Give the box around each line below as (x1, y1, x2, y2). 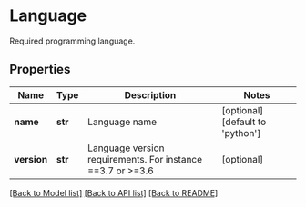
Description (124, 88, 177, 101)
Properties (9, 62, 71, 77)
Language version (87, 142, 165, 154)
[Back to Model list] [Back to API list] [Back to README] (9, 187, 219, 198)
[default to (221, 115, 267, 128)
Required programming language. (9, 35, 136, 46)
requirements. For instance (87, 153, 203, 165)
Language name (87, 115, 158, 128)
